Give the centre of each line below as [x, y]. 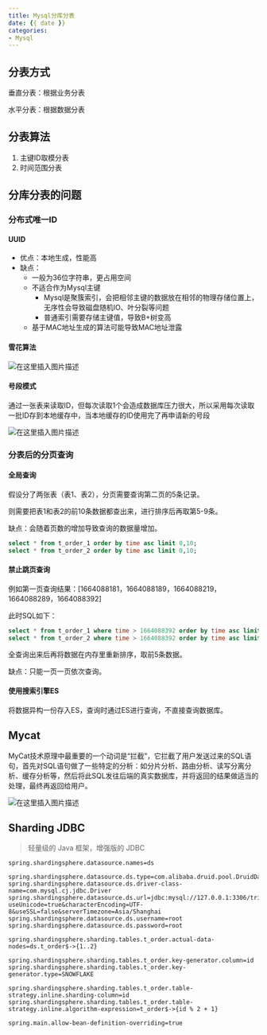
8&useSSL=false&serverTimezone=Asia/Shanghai [85, 912]
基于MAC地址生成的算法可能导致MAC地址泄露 [107, 328]
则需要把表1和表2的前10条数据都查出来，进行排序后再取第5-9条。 [115, 511]
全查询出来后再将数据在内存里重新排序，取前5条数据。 [97, 654]
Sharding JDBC [47, 828]
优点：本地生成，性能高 [58, 258]
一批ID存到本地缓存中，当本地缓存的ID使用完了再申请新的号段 [109, 415]
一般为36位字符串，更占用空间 [81, 278]
